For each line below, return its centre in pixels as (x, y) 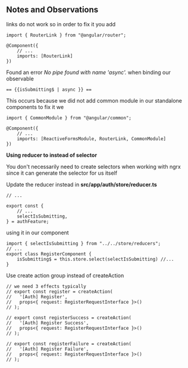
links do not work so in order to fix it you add (61, 24)
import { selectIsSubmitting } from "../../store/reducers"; (84, 243)
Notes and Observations (52, 10)
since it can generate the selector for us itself (62, 173)
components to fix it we (35, 107)
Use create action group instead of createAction (65, 275)
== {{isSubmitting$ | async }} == (49, 89)
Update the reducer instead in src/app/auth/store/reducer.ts (82, 184)
